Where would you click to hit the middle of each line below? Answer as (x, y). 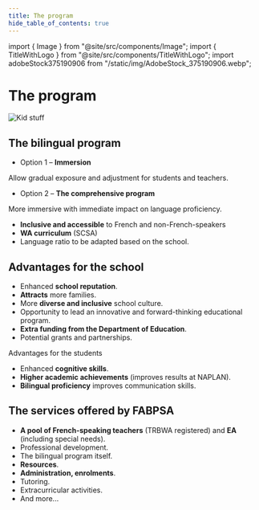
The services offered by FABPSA (91, 411)
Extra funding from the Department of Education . (103, 329)
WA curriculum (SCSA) (59, 233)
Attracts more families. (58, 295)
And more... (39, 498)
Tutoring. (35, 481)
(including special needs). (63, 439)
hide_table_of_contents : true (59, 23)
